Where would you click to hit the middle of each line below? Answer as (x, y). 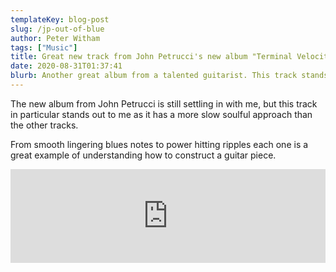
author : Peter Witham (55, 38)
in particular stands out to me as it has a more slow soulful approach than (161, 114)
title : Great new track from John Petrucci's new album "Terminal (151, 57)
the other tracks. (44, 125)
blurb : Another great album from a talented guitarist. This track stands (169, 76)
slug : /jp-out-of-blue (57, 29)
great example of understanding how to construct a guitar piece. (143, 155)
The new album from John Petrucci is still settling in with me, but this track (164, 103)
